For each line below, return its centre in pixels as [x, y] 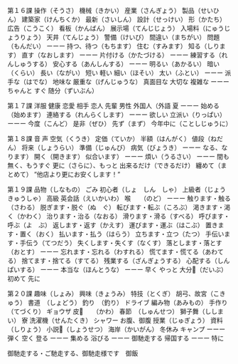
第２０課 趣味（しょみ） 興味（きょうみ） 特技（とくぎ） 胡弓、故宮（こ [114, 293]
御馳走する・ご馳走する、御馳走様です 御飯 [73, 353]
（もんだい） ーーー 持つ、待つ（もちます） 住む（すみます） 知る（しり [114, 46]
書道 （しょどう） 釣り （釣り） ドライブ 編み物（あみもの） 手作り [128, 302]
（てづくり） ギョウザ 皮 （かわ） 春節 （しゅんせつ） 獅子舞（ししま [115, 311]
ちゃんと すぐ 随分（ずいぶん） [53, 90]
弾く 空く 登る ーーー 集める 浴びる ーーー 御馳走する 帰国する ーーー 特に [116, 338]
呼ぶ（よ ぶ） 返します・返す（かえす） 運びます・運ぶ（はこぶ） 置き [113, 225]
